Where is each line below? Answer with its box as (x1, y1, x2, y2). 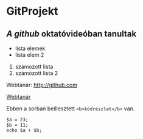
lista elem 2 (15, 51, 44, 59)
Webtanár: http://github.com (6, 81, 78, 88)
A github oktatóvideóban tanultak (6, 29, 137, 39)
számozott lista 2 (15, 69, 58, 77)
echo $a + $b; (6, 127, 43, 134)
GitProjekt (6, 4, 58, 18)
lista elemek (15, 45, 46, 52)
